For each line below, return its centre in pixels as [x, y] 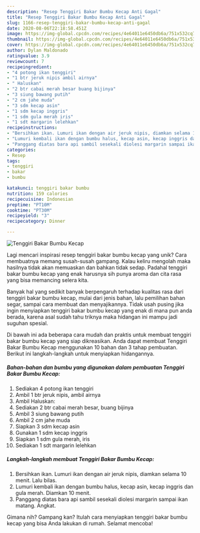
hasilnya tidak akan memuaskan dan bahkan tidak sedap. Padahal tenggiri [97, 267]
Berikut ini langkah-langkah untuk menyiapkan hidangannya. [81, 354]
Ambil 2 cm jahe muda [43, 420]
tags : [13, 161]
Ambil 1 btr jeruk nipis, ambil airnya [58, 395]
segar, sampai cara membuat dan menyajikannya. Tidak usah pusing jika [95, 304]
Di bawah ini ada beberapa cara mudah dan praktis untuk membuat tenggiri [99, 335]
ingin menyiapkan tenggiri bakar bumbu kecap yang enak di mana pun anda [99, 310]
